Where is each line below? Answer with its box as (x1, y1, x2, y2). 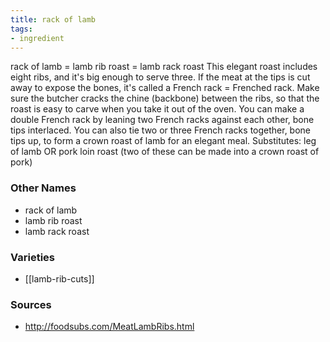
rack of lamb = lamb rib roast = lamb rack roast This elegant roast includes (10, 61, 318, 73)
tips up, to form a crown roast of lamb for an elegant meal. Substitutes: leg (10, 135, 317, 147)
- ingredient (10, 33, 65, 43)
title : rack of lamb (10, 14, 97, 25)
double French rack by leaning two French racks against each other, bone (10, 114, 315, 126)
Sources (10, 297, 52, 311)
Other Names (10, 181, 77, 195)
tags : (10, 24, 33, 34)
